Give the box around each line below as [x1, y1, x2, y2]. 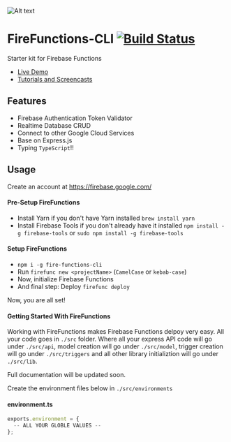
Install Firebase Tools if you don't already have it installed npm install [17, 221, 218, 230]
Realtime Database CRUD [17, 121, 91, 129]
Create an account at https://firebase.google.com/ [7, 182, 152, 191]
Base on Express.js [17, 136, 73, 145]
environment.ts [7, 400, 54, 408]
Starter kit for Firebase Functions [7, 54, 103, 62]
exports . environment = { [7, 415, 80, 422]
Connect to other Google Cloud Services [17, 128, 135, 137]
